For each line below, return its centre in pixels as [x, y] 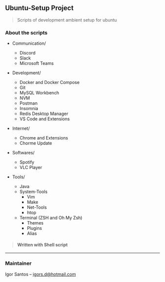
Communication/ [29, 43]
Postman [28, 103]
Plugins [34, 228]
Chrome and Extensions [44, 138]
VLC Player [31, 168]
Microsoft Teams [37, 63]
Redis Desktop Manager [44, 114]
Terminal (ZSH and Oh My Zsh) [51, 218]
